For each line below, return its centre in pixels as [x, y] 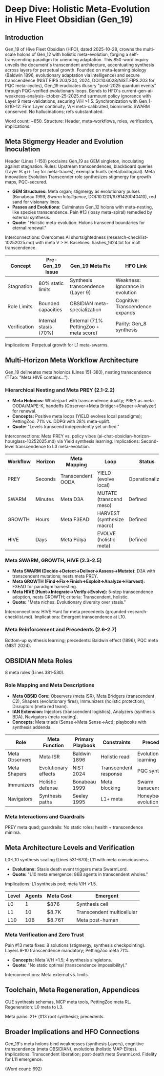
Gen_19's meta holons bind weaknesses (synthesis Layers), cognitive [74, 1044]
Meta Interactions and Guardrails [45, 817]
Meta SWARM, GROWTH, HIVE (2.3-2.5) [53, 560]
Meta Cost [59, 895]
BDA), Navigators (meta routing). [45, 717]
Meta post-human [97, 920]
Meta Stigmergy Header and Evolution [64, 142]
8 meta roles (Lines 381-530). [35, 673]
